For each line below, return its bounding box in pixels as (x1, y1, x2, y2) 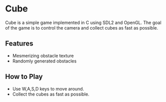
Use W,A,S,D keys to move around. (12, 85, 84, 91)
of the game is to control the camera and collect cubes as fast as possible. (5, 24, 159, 30)
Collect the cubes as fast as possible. (12, 91, 90, 97)
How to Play (5, 72, 43, 81)
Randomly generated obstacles (12, 58, 77, 64)
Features (5, 39, 33, 48)
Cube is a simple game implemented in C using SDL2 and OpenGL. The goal (5, 19, 162, 25)
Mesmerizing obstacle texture (12, 52, 74, 58)
